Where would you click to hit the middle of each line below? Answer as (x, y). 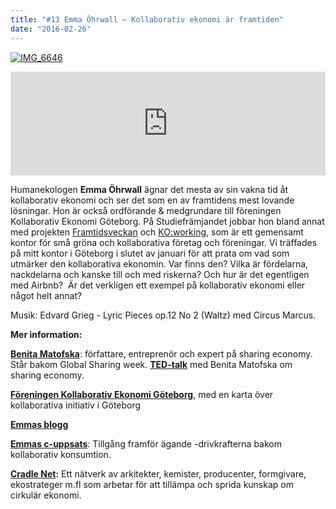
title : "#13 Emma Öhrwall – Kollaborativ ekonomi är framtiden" (147, 19)
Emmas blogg (39, 424)
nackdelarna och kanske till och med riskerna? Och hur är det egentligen (160, 274)
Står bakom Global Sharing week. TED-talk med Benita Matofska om (151, 364)
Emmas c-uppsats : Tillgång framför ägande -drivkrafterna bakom (146, 443)
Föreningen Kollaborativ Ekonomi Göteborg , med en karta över (142, 394)
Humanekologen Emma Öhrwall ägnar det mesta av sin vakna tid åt (149, 189)
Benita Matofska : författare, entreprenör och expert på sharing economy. (161, 353)
